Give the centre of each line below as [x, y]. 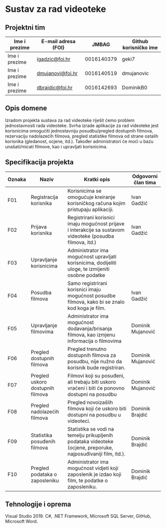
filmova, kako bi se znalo [96, 302]
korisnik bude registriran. [96, 367]
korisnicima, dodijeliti [92, 263]
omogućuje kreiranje [91, 197]
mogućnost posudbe [92, 295]
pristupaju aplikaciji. [90, 209]
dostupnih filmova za [92, 355]
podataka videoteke [90, 441]
